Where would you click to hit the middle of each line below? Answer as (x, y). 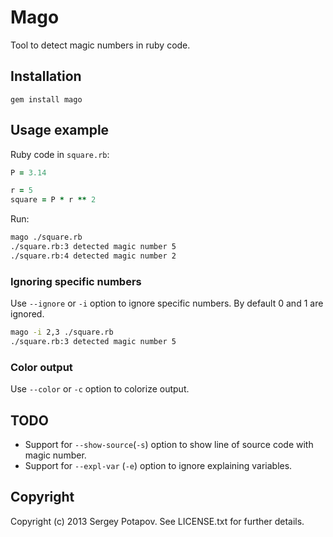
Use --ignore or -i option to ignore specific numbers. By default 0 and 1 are (167, 303)
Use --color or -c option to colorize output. (100, 389)
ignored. (27, 314)
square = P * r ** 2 (53, 200)
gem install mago (46, 99)
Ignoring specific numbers (76, 281)
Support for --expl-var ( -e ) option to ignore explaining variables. (158, 465)
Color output (41, 367)
